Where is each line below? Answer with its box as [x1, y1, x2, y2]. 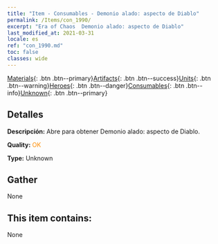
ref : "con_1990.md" [7, 42, 64, 49]
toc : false [7, 49, 39, 56]
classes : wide [7, 55, 48, 62]
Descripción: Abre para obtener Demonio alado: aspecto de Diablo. [7, 127, 201, 135]
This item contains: [7, 212, 92, 224]
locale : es [7, 36, 39, 43]
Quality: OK [7, 140, 42, 149]
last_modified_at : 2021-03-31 [7, 29, 95, 37]
